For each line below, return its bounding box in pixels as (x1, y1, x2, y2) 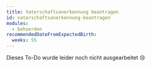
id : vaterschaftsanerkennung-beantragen (6, 15, 111, 21)
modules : (6, 20, 29, 26)
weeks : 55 (12, 37, 37, 43)
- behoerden (12, 26, 43, 32)
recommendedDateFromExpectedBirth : (6, 32, 97, 38)
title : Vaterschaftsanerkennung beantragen (6, 9, 119, 15)
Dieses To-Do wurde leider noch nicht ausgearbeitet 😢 (6, 54, 145, 61)
